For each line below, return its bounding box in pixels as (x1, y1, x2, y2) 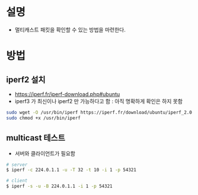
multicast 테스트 (6, 133, 65, 143)
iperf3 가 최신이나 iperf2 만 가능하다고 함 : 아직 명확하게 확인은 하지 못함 (14, 97, 183, 104)
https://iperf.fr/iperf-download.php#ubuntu (14, 90, 120, 98)
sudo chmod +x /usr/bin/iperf (6, 115, 81, 121)
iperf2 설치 (6, 75, 46, 85)
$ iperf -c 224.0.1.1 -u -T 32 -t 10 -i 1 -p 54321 (6, 167, 136, 173)
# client (6, 178, 28, 184)
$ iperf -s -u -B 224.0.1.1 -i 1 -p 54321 (6, 183, 113, 190)
